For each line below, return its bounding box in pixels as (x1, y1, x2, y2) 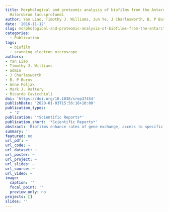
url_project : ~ (5, 157, 37, 162)
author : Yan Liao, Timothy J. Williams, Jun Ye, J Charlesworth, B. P (5, 17, 156, 22)
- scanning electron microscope (10, 49, 78, 54)
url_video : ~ (5, 171, 33, 176)
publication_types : (5, 105, 46, 111)
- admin (5, 68, 22, 73)
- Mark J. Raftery (5, 86, 44, 92)
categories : (5, 31, 30, 36)
